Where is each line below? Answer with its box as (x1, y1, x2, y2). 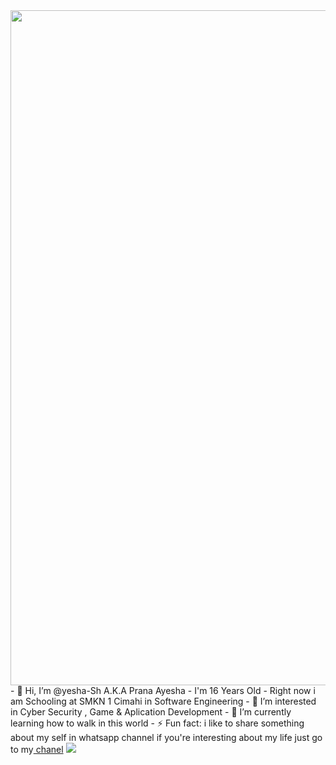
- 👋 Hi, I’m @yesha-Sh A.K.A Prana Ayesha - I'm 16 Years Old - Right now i (10, 685, 316, 696)
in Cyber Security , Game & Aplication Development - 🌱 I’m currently (10, 706, 292, 718)
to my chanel (10, 744, 64, 755)
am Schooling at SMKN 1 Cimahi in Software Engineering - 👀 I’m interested (10, 695, 317, 707)
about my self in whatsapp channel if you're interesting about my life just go (10, 732, 323, 743)
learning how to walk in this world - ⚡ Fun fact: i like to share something (10, 717, 305, 729)
